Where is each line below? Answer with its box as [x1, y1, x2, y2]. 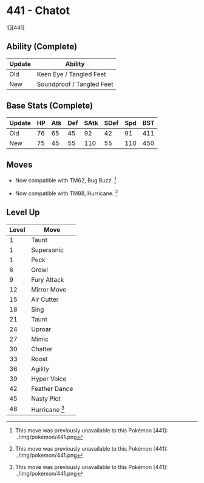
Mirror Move [31, 285, 67, 293]
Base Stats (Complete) [6, 101, 93, 111]
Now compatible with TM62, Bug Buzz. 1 [15, 176, 117, 184]
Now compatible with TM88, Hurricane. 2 [15, 188, 118, 197]
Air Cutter [31, 295, 59, 304]
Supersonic [31, 245, 64, 254]
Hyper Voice [31, 374, 67, 383]
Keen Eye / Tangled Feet [36, 70, 106, 78]
